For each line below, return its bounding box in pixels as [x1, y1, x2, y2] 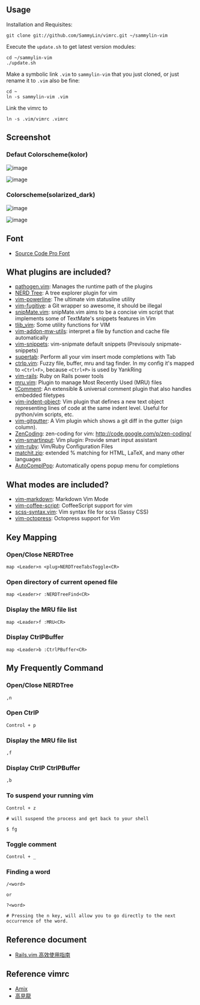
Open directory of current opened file [6, 577, 118, 586]
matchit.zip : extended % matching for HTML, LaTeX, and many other [14, 449, 185, 456]
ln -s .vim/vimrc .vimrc [6, 116, 68, 122]
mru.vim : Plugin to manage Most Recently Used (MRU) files [14, 379, 162, 386]
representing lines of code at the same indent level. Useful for [14, 405, 168, 412]
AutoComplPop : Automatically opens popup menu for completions [14, 462, 179, 469]
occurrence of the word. [6, 918, 68, 924]
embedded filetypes [14, 391, 65, 399]
